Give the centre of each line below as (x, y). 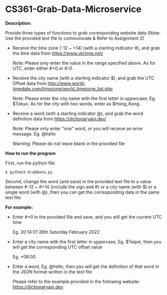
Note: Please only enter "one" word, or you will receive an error (78, 128)
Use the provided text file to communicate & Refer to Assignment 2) (75, 38)
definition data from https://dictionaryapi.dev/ (59, 118)
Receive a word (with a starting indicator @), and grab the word (78, 113)
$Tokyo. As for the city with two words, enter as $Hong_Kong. (76, 103)
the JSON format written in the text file (52, 271)
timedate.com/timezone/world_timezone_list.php (62, 88)
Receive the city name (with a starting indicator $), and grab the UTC (83, 78)
